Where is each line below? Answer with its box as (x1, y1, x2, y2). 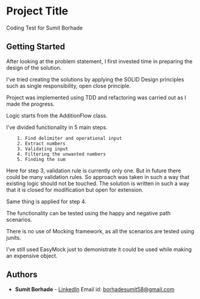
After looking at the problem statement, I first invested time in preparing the (6, 57, 193, 65)
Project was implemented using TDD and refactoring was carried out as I (6, 93, 186, 101)
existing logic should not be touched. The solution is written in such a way (6, 180, 189, 187)
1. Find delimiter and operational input (17, 135, 122, 141)
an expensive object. (6, 252, 58, 259)
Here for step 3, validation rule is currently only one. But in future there (6, 167, 181, 174)
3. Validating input (17, 146, 68, 152)
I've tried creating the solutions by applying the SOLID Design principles (6, 75, 184, 83)
